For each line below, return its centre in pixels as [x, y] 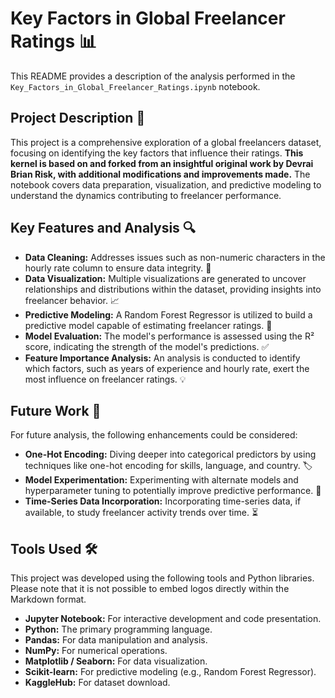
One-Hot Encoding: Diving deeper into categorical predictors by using [170, 454]
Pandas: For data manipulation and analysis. [116, 640]
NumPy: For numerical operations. [96, 651]
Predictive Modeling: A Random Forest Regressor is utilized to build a [168, 314]
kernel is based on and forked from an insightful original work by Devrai [162, 163]
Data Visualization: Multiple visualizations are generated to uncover [165, 278]
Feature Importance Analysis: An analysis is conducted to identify [162, 358]
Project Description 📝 [78, 118]
